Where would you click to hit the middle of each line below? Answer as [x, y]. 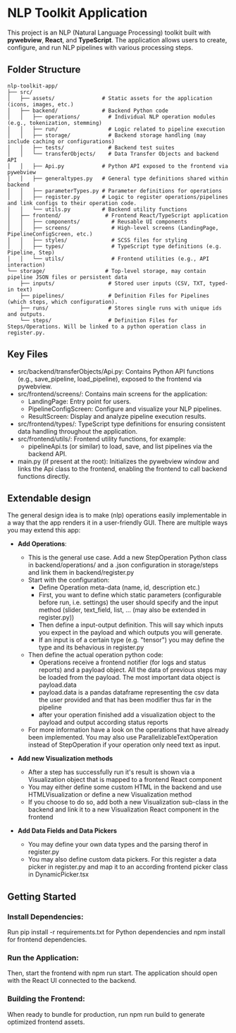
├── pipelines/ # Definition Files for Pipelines [115, 295]
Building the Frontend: [46, 999]
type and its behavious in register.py [91, 647]
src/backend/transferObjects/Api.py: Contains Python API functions [116, 371]
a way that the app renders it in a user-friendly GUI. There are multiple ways [117, 522]
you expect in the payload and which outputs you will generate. [131, 632]
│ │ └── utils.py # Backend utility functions [98, 209]
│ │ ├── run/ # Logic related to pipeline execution [116, 129]
